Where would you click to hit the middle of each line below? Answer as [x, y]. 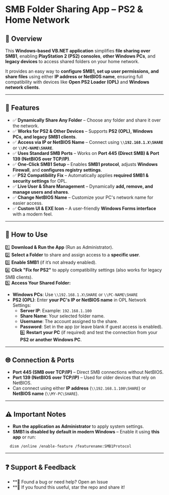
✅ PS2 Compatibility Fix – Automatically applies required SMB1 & [81, 175]
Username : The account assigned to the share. [69, 321]
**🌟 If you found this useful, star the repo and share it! [68, 487]
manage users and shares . [41, 192]
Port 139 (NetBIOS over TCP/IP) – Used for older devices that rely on [84, 377]
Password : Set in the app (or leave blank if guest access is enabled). [91, 326]
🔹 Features [22, 108]
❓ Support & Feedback [41, 467]
